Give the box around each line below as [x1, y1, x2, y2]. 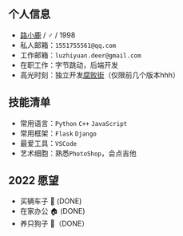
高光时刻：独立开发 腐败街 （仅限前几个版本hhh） [19, 70, 180, 80]
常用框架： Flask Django [19, 128, 97, 138]
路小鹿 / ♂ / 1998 [19, 30, 76, 40]
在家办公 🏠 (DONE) [19, 206, 86, 216]
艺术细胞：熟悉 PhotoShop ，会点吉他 [19, 148, 137, 158]
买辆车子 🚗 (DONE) [19, 196, 82, 206]
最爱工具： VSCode [19, 138, 78, 147]
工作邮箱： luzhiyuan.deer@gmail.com [19, 50, 141, 60]
